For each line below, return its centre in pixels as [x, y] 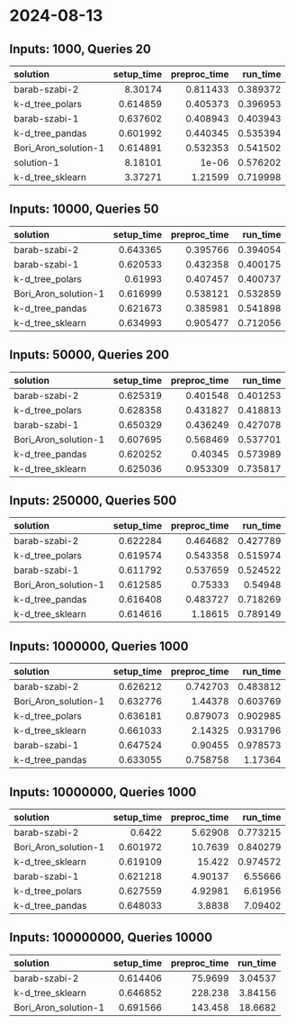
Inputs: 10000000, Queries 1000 [103, 792]
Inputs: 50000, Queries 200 [89, 355]
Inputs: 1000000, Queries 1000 [99, 646]
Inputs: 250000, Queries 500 [93, 501]
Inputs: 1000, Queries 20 [80, 49]
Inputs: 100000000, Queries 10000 [111, 938]
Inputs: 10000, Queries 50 [84, 209]
